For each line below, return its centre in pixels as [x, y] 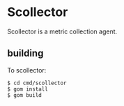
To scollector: [27, 70]
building [25, 53]
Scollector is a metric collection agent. [62, 31]
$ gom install [28, 89]
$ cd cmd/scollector [37, 83]
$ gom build [24, 95]
